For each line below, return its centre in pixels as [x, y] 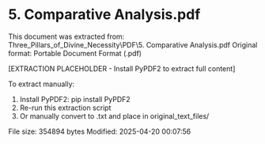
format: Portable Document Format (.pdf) [75, 53]
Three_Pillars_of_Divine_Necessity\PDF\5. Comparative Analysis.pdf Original [133, 44]
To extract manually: [42, 84]
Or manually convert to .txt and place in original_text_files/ [114, 116]
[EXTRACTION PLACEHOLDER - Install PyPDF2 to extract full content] [122, 68]
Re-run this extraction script [65, 108]
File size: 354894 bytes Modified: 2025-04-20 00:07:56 [100, 131]
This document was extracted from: [66, 36]
